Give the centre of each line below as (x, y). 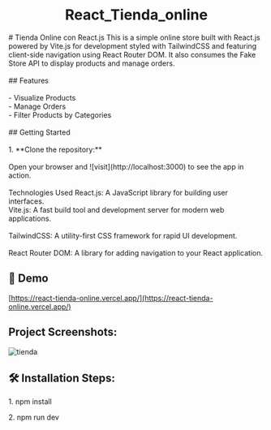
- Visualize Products (42, 97)
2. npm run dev (34, 417)
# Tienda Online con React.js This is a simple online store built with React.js (135, 37)
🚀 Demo (28, 279)
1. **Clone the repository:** (56, 149)
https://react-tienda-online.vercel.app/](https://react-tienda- (112, 298)
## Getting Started (39, 132)
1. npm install (30, 402)
